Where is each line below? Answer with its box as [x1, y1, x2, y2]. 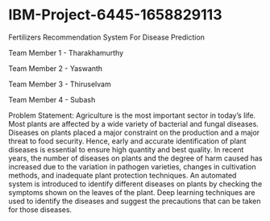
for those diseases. [8, 204, 73, 215]
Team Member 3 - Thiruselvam [8, 79, 111, 89]
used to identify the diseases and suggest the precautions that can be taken [8, 196, 261, 206]
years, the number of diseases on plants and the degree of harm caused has [8, 153, 263, 163]
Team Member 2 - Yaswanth [8, 63, 103, 73]
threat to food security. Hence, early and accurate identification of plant [8, 136, 247, 146]
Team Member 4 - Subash [8, 94, 96, 104]
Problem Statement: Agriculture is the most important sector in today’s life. [8, 110, 256, 120]
